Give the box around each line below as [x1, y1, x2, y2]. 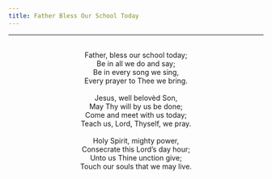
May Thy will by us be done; [88, 102, 184, 111]
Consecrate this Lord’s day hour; [82, 144, 190, 154]
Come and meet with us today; [84, 110, 188, 119]
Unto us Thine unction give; [90, 152, 182, 162]
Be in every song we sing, [92, 67, 180, 77]
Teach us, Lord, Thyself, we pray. [80, 119, 192, 128]
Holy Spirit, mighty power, [92, 135, 180, 145]
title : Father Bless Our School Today [8, 11, 139, 20]
